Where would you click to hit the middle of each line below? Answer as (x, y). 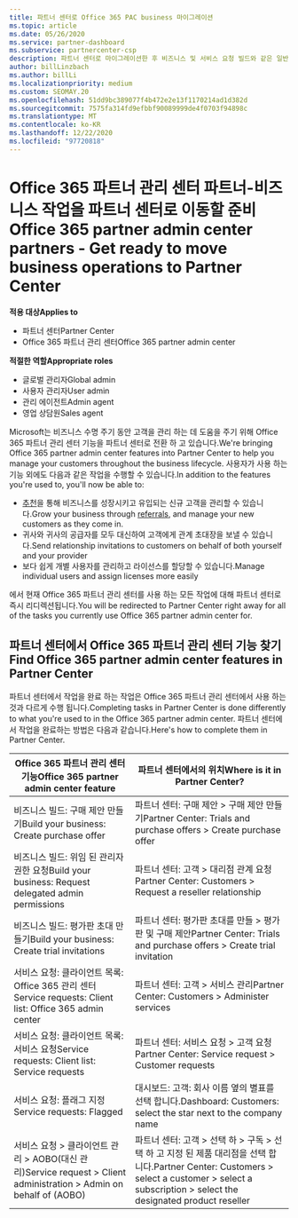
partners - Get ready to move (118, 248)
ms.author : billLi (43, 75)
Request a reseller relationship (198, 891)
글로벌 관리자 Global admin (69, 379)
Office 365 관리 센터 (55, 985)
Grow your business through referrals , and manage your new (143, 514)
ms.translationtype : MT (53, 116)
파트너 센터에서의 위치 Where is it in (210, 770)
